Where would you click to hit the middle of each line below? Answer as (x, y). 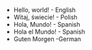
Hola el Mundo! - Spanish (49, 32)
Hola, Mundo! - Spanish (47, 24)
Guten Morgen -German (47, 39)
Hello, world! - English (45, 10)
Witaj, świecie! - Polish (45, 17)
